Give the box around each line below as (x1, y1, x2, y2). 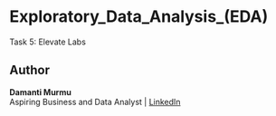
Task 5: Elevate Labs (9, 36, 86, 47)
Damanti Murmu (9, 86, 72, 97)
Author (9, 63, 50, 78)
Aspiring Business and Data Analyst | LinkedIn (9, 96, 181, 107)
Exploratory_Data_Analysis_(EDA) (9, 6, 269, 27)
